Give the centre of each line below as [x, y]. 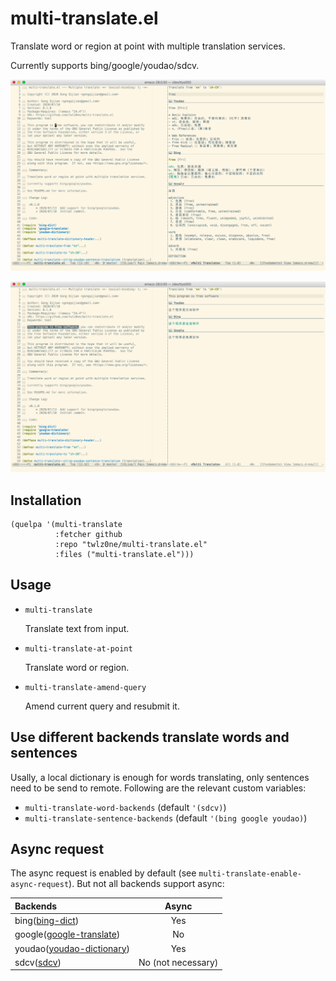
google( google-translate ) [67, 934]
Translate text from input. [77, 628]
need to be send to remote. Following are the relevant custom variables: [158, 788]
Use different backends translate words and [150, 737]
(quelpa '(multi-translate [66, 525]
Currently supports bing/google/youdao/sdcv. [105, 65]
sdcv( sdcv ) [38, 962]
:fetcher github [88, 535]
